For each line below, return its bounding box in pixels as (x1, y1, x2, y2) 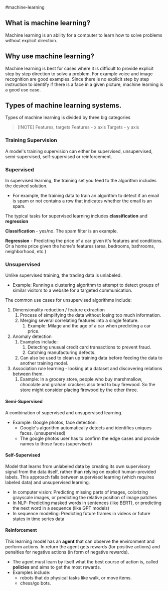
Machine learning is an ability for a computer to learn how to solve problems (5, 32, 162, 38)
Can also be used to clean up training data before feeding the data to (20, 355, 163, 361)
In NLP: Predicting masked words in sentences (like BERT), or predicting (12, 500, 162, 506)
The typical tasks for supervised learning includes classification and (5, 213, 148, 219)
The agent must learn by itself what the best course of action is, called (12, 558, 158, 564)
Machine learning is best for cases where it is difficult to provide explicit (5, 65, 154, 71)
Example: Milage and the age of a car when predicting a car (27, 323, 151, 329)
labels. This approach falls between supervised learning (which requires (5, 474, 154, 480)
